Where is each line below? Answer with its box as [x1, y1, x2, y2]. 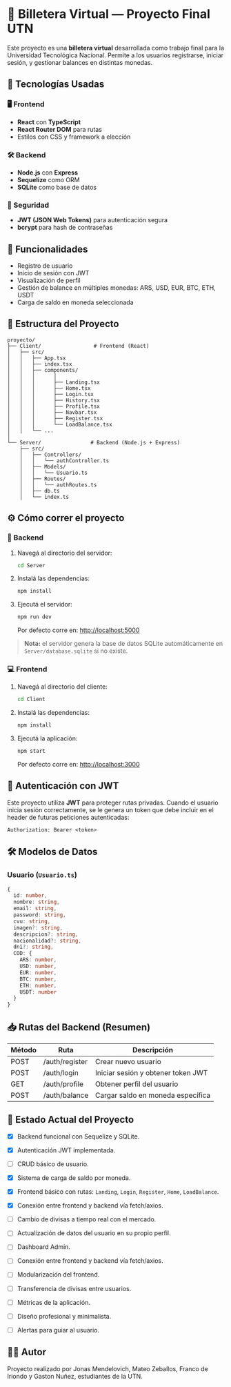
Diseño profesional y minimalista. [17, 1312, 112, 1320]
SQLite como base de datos [17, 183, 97, 191]
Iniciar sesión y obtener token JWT [95, 1068, 208, 1078]
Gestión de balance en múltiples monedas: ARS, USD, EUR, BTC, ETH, [17, 284, 216, 292]
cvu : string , [13, 918, 51, 925]
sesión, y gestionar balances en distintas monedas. [7, 58, 153, 66]
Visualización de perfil [17, 276, 81, 285]
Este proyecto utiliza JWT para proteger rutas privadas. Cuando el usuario [7, 798, 219, 807]
